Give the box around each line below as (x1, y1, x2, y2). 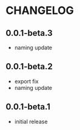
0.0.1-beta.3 (5, 28, 53, 38)
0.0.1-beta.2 (5, 61, 53, 72)
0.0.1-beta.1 (5, 101, 51, 112)
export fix (14, 77, 39, 85)
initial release (14, 118, 48, 125)
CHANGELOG (5, 4, 74, 18)
